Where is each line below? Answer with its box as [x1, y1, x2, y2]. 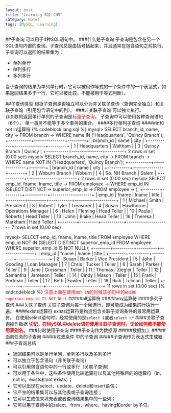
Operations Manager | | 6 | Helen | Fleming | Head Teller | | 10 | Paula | [5, 208, 153, 214]
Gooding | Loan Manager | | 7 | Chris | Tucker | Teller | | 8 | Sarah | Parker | [5, 261, 162, 268]
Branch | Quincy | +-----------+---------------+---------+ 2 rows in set [5, 149, 155, 155]
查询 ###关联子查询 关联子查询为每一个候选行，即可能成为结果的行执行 [5, 302, 155, 308]
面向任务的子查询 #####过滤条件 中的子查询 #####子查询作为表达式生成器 [5, 334, 163, 340]
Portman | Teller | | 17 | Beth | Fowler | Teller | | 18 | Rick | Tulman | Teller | [5, 278, 159, 284]
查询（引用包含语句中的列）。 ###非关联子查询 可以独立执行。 [14, 107, 144, 113]
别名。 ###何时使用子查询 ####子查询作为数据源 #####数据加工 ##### [14, 327, 166, 333]
